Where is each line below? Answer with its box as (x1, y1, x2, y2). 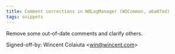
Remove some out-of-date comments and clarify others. (6, 30, 143, 37)
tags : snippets (6, 14, 44, 20)
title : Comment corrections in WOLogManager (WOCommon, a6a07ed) (6, 8, 170, 15)
